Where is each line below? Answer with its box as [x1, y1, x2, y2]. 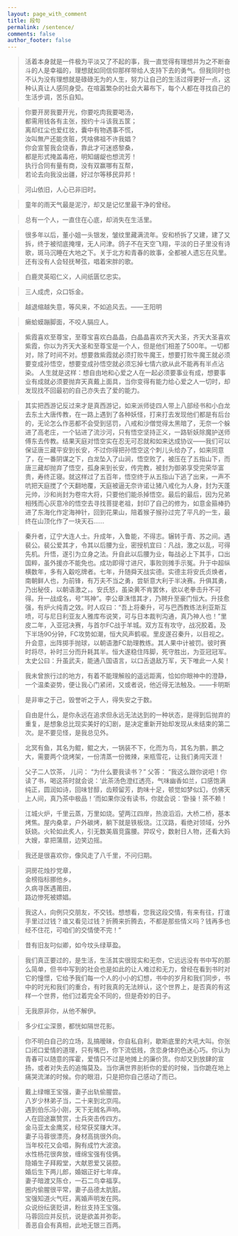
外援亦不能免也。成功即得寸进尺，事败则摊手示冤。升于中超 [49, 559, 225, 568]
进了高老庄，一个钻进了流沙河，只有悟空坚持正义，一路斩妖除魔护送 [24, 428, 225, 437]
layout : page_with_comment [7, 10, 87, 18]
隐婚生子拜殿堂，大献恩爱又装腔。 [24, 1158, 125, 1167]
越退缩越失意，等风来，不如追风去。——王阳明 [24, 303, 162, 311]
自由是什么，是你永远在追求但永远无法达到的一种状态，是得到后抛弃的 [24, 710, 231, 719]
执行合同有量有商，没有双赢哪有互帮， [24, 161, 137, 170]
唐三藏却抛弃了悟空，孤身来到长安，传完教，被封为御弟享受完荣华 [24, 464, 218, 472]
